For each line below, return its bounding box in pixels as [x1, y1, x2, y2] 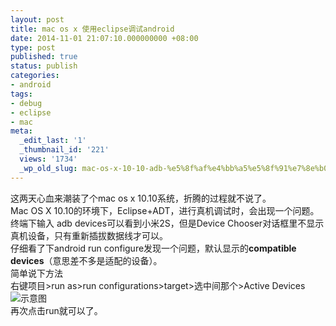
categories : [10, 71, 60, 81]
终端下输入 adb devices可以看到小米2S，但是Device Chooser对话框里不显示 [10, 217, 325, 229]
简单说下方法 [10, 267, 63, 279]
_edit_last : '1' [19, 136, 87, 146]
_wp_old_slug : [19, 163, 78, 173]
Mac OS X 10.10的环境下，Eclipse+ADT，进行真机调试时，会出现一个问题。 [10, 204, 320, 216]
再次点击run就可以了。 [10, 304, 103, 316]
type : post [10, 42, 56, 53]
